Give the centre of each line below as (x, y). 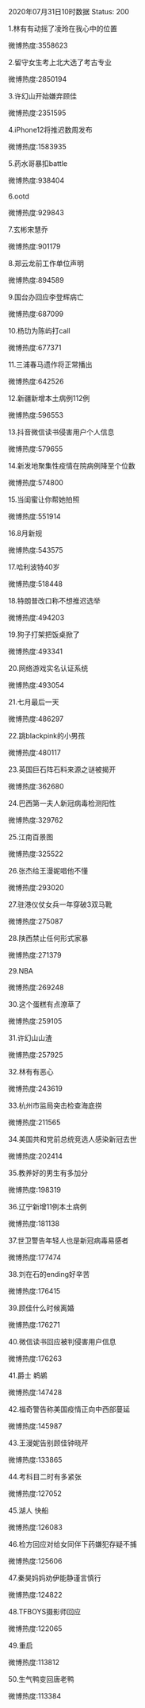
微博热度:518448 (36, 584)
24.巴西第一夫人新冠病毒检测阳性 (62, 803)
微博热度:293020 (36, 887)
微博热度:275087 (36, 921)
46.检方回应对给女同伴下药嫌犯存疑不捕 (72, 1544)
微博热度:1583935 (37, 147)
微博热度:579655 (36, 449)
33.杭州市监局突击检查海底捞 (55, 1105)
